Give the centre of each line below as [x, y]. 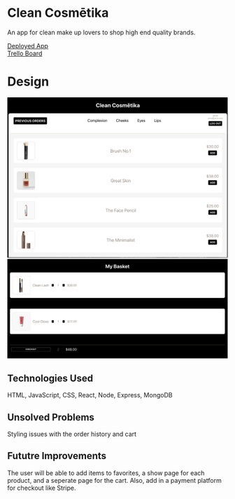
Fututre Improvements [57, 456]
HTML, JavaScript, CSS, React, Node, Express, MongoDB [90, 395]
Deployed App [28, 46]
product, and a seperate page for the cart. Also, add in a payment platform [115, 480]
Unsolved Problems [51, 417]
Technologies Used [50, 378]
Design [28, 82]
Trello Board [25, 53]
